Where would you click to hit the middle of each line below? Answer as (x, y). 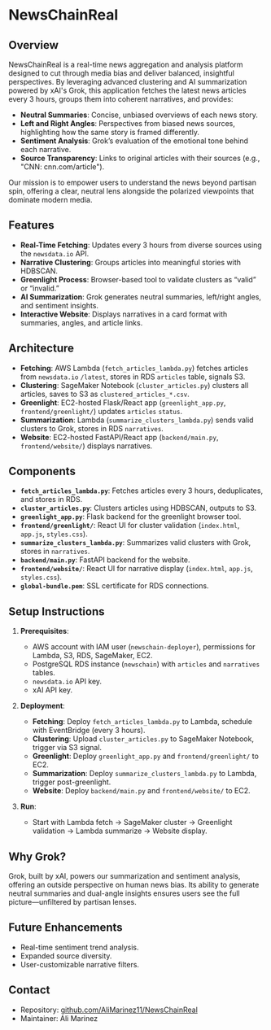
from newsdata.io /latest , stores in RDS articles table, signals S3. (133, 377)
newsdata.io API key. (67, 682)
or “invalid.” (39, 288)
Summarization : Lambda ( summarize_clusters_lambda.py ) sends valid (137, 420)
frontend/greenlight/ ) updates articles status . (101, 411)
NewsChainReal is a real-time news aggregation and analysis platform (126, 64)
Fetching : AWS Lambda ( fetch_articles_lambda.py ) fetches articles (134, 368)
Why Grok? (37, 856)
